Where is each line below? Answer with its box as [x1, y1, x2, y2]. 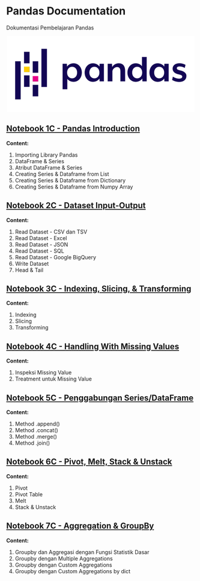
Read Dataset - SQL [14, 247, 64, 254]
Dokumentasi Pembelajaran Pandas [6, 24, 94, 31]
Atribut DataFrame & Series [14, 164, 83, 171]
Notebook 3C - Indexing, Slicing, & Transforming [6, 283, 192, 294]
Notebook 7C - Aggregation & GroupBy [6, 521, 154, 531]
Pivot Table [14, 490, 43, 498]
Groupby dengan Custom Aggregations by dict [14, 567, 131, 574]
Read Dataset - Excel [14, 234, 67, 241]
